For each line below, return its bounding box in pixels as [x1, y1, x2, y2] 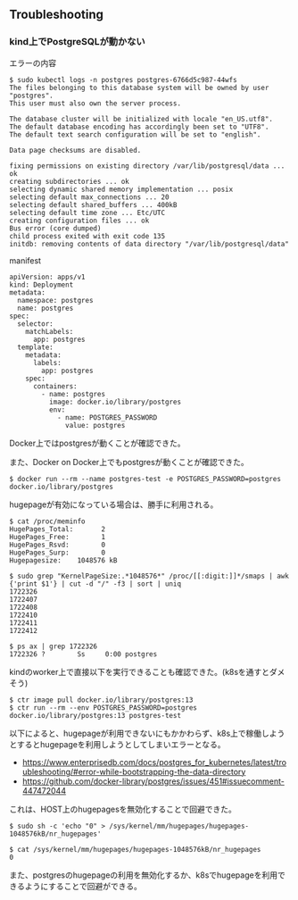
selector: [17, 319, 54, 329]
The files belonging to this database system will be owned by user [9, 83, 269, 92]
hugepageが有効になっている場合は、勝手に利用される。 [9, 499, 219, 510]
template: [17, 343, 54, 352]
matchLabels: [25, 327, 74, 336]
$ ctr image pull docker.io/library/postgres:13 [9, 696, 194, 704]
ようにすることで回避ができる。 [24, 880, 143, 891]
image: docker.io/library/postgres [48, 397, 181, 406]
